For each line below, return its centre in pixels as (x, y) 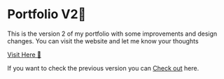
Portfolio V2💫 (47, 14)
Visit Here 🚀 (24, 55)
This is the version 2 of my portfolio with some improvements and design (112, 34)
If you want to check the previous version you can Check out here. (103, 68)
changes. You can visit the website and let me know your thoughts (103, 41)
